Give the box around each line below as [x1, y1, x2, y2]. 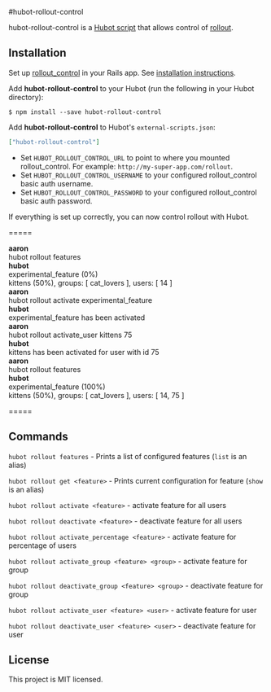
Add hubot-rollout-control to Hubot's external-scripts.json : [8, 122, 216, 132]
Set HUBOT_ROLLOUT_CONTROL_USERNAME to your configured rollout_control [20, 170, 258, 180]
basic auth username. [20, 178, 94, 188]
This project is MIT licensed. [8, 675, 103, 685]
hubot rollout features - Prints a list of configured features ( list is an [8, 451, 247, 461]
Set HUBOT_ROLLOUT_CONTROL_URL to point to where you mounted [20, 152, 230, 162]
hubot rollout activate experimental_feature [8, 295, 153, 304]
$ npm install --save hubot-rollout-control [8, 107, 162, 116]
